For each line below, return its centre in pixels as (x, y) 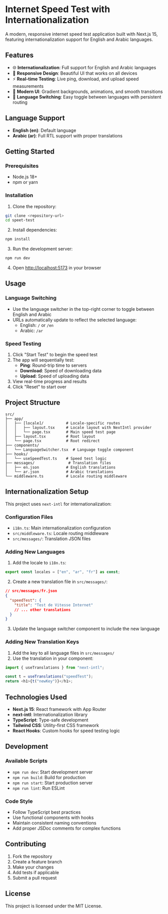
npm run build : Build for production (49, 777)
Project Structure (33, 403)
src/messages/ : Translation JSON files (52, 539)
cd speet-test (20, 220)
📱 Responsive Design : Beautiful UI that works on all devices (75, 73)
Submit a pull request (34, 878)
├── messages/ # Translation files (58, 463)
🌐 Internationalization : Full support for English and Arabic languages (84, 67)
